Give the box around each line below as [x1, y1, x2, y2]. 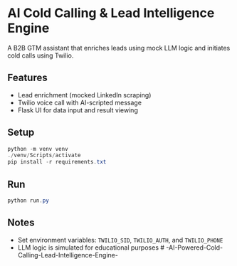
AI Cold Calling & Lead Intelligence [7, 5, 215, 21]
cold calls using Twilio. [7, 51, 74, 60]
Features [7, 72, 48, 84]
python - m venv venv [7, 145, 69, 152]
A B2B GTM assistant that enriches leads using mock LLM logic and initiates [7, 43, 231, 52]
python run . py [7, 197, 50, 204]
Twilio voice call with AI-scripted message [17, 98, 142, 107]
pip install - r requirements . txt [7, 159, 107, 166]
